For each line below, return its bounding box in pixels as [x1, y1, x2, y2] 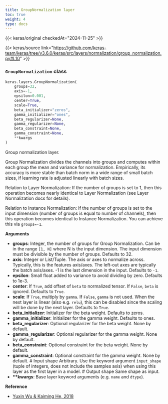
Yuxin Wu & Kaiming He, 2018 [12, 393, 74, 399]
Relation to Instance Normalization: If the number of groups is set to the [5, 205, 152, 211]
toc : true [5, 12, 26, 17]
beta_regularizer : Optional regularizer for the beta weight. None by [12, 320, 151, 326]
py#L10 [5, 56, 20, 62]
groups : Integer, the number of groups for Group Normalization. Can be [12, 240, 160, 246]
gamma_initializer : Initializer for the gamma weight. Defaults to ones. [12, 315, 155, 321]
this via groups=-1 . [5, 221, 43, 227]
